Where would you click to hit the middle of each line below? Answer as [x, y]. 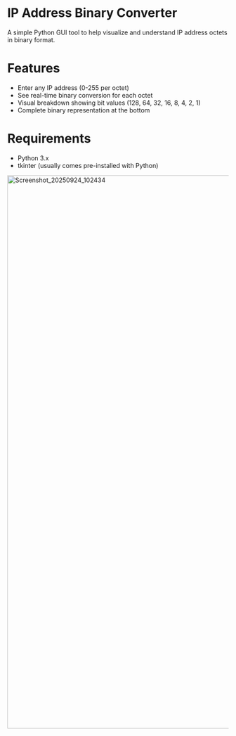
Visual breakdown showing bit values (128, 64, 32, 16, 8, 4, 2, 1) [109, 103]
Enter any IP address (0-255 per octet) [73, 88]
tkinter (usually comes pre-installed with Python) [88, 165]
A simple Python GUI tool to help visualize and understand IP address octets [117, 32]
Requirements [49, 139]
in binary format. [31, 39]
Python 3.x [33, 158]
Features [34, 69]
